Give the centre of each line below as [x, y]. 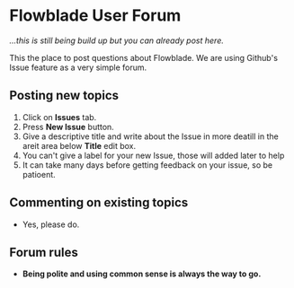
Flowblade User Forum [95, 16]
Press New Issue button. [68, 127]
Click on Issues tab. [59, 117]
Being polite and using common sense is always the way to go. [142, 274]
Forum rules [44, 252]
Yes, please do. [51, 224]
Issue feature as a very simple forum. [78, 67]
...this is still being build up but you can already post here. [117, 40]
